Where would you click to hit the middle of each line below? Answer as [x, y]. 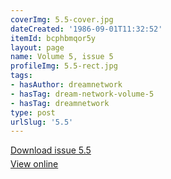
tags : [21, 76]
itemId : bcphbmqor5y [53, 38]
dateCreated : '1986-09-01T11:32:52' [86, 29]
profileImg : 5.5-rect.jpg [64, 66]
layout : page [37, 47]
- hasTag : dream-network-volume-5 [82, 94]
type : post [33, 112]
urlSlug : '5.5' [42, 122]
